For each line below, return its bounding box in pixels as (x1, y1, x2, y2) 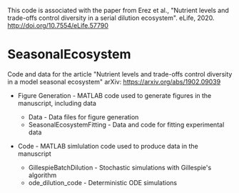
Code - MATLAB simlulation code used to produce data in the (17, 142, 198, 150)
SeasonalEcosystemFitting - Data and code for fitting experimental (28, 120, 225, 129)
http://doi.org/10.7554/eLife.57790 (7, 21, 109, 29)
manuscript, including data (17, 99, 96, 107)
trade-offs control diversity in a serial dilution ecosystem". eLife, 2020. (7, 14, 215, 22)
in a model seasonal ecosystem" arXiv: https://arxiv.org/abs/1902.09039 (7, 77, 221, 86)
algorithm (28, 171, 57, 179)
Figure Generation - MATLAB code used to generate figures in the (17, 91, 212, 99)
